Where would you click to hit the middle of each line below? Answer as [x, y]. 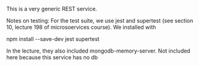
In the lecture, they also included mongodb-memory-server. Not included [98, 51]
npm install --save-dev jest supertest [53, 39]
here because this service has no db [52, 57]
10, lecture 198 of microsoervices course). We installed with [81, 27]
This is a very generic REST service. [52, 9]
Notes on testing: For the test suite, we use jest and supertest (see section [100, 20]
